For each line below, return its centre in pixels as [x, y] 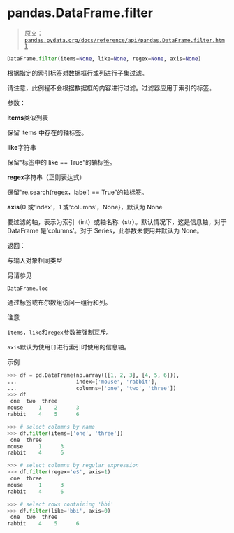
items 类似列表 [28, 118]
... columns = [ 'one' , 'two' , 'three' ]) [92, 388]
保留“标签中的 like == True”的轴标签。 [62, 162]
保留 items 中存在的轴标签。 [47, 132]
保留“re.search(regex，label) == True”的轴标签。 [78, 192]
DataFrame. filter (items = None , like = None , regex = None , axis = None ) [104, 58]
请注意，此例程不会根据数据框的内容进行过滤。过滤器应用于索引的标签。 [111, 88]
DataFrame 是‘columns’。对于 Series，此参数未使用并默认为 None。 [105, 230]
